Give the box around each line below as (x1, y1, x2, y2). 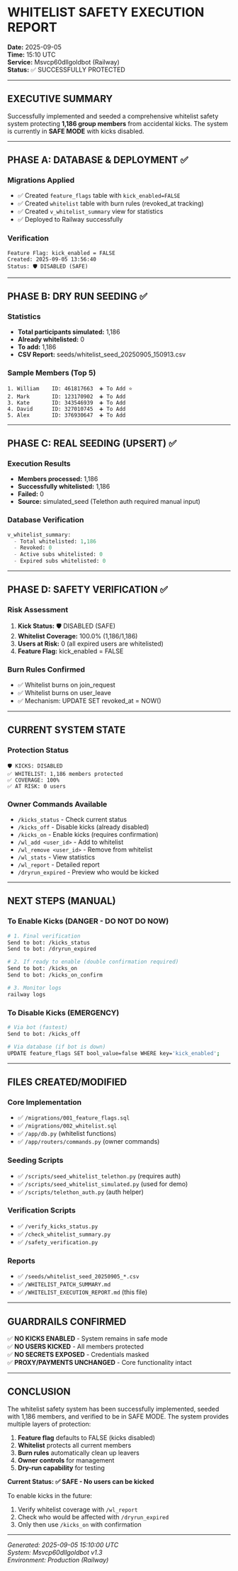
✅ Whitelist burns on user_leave (17, 689, 111, 697)
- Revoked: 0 (13, 544, 52, 551)
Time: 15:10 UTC (7, 50, 56, 59)
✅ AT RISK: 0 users (7, 782, 66, 790)
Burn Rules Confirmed (7, 664, 86, 674)
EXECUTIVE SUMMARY (7, 93, 113, 105)
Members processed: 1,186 (17, 475, 98, 483)
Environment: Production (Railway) (7, 1555, 109, 1564)
